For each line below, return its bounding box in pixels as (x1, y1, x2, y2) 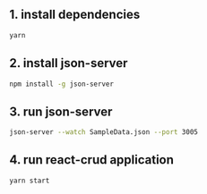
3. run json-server (9, 104, 113, 119)
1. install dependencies (9, 7, 141, 22)
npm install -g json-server (9, 80, 115, 89)
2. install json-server (9, 55, 128, 71)
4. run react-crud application (9, 152, 175, 168)
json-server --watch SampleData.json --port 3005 (9, 128, 199, 137)
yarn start (9, 176, 50, 185)
